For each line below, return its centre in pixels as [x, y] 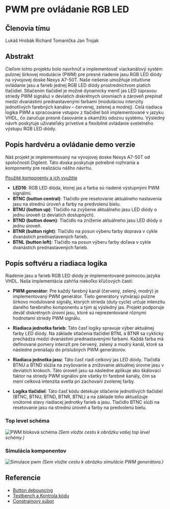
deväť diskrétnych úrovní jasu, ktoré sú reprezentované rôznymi [79, 313]
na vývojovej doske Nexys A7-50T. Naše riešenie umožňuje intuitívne [78, 80]
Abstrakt [20, 56]
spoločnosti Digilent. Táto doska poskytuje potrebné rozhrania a [72, 163]
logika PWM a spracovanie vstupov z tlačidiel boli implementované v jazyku [84, 112]
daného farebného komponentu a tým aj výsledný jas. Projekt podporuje [88, 307]
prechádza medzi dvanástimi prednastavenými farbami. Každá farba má [88, 339]
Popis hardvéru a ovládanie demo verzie [70, 145]
